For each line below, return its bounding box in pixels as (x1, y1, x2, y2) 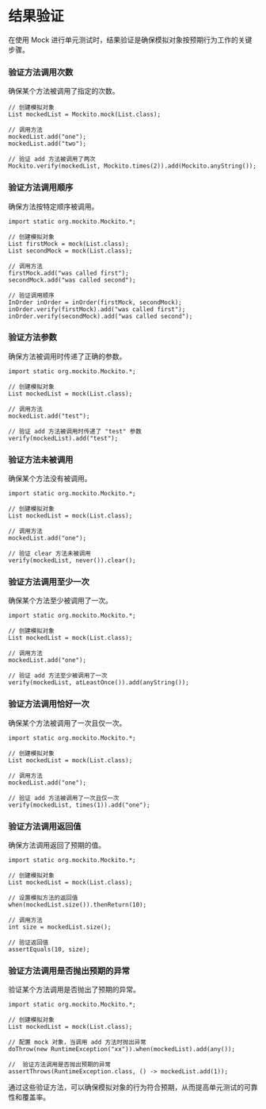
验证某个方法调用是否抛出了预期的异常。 (8, 985, 140, 995)
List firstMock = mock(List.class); (8, 240, 129, 248)
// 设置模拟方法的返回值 (8, 894, 78, 902)
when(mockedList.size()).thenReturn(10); (8, 901, 147, 909)
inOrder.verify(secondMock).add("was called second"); (8, 312, 193, 320)
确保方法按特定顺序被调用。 (8, 202, 99, 211)
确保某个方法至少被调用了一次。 (8, 596, 112, 606)
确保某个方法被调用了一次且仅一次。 (8, 718, 127, 727)
